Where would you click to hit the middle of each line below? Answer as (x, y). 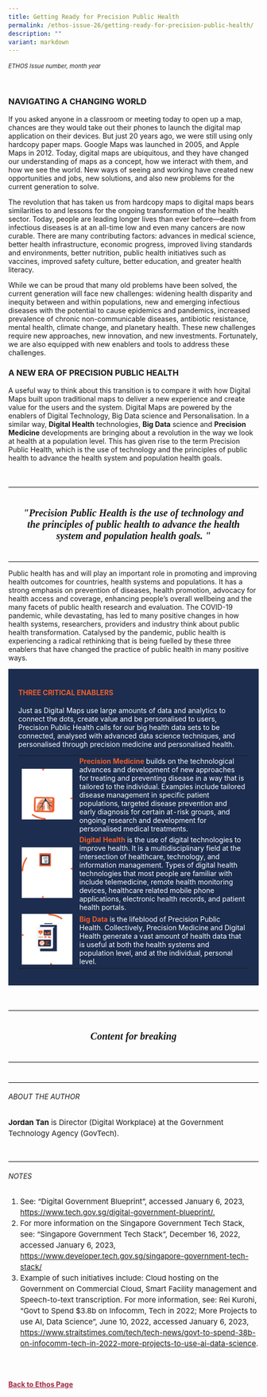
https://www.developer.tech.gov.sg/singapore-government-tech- (134, 1256)
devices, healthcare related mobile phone (147, 891)
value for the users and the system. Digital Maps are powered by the (120, 407)
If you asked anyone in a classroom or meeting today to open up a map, (126, 118)
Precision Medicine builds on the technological (157, 761)
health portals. (103, 907)
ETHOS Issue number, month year (55, 66)
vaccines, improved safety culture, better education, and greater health (125, 261)
